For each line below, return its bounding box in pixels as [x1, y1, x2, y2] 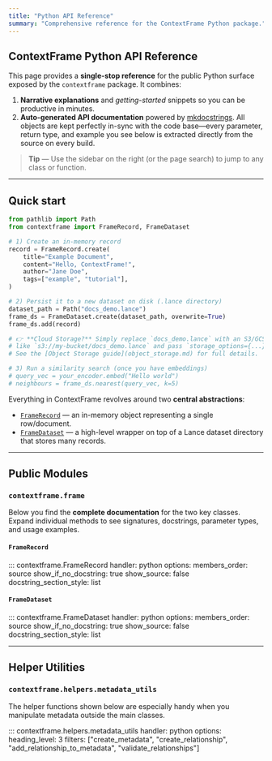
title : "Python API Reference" [8, 11, 114, 20]
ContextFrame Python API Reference [8, 49, 198, 63]
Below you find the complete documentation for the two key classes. [8, 508, 240, 518]
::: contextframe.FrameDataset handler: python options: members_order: [8, 612, 250, 621]
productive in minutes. [19, 104, 96, 114]
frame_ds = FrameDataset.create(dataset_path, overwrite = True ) [8, 312, 227, 320]
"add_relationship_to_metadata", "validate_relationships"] [8, 743, 200, 753]
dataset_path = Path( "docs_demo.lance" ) [8, 305, 147, 313]
